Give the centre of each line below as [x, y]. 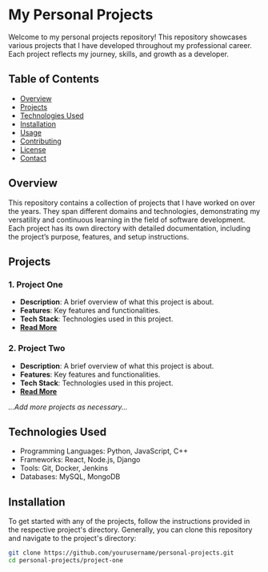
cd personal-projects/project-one [66, 561]
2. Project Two [37, 348]
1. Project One [36, 284]
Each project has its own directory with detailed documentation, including [129, 228]
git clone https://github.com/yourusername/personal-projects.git [121, 553]
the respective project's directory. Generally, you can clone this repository [130, 530]
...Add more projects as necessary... [68, 407]
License [33, 149]
